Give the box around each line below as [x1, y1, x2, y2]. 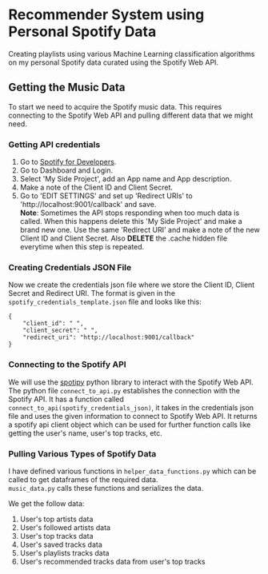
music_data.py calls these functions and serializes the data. [8, 483, 204, 492]
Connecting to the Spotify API [8, 359, 126, 370]
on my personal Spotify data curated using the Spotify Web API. [8, 58, 218, 67]
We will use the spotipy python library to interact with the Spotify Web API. [8, 377, 254, 387]
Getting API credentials [8, 138, 101, 149]
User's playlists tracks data [19, 548, 110, 557]
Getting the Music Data [8, 81, 126, 94]
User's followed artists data [19, 522, 110, 532]
